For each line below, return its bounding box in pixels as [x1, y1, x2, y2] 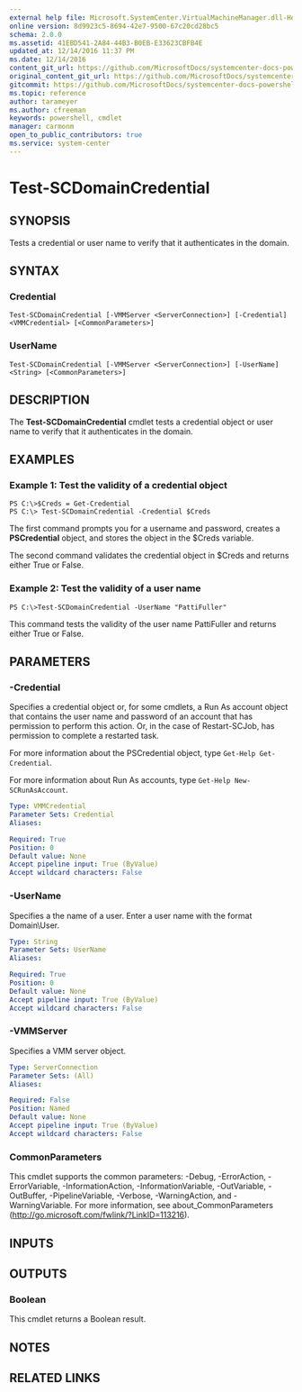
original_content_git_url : [9, 72, 111, 81]
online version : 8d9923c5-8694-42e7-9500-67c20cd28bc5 [9, 22, 219, 31]
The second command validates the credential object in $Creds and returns [9, 550, 289, 561]
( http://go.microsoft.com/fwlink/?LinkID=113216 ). [9, 1209, 191, 1221]
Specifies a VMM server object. [9, 1045, 126, 1056]
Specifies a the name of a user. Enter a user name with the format [9, 910, 253, 921]
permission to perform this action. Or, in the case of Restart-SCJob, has [9, 721, 275, 732]
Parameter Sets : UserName [9, 945, 106, 955]
